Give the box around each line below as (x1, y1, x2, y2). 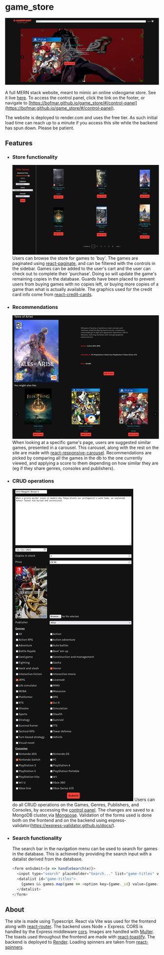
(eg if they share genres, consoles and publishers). (12, 465, 115, 471)
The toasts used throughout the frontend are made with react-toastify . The (5, 934, 155, 940)
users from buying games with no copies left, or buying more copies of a (12, 281, 159, 287)
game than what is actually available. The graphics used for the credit (12, 286, 152, 292)
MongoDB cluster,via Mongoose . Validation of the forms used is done (12, 812, 152, 818)
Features (5, 139, 33, 147)
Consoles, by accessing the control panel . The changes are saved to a (12, 807, 154, 813)
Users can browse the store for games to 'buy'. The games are (12, 255, 138, 261)
